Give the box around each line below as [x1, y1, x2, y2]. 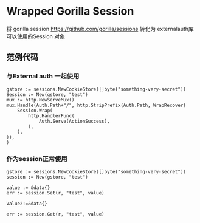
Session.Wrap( [17, 108, 53, 114]
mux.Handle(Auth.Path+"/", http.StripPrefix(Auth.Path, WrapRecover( [6, 102, 187, 108]
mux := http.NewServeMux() [6, 97, 75, 103]
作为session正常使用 [6, 154, 68, 163]
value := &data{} [6, 184, 50, 191]
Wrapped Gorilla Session [6, 4, 134, 18]
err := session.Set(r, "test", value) [6, 190, 105, 196]
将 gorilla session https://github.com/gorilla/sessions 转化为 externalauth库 [6, 25, 195, 32]
